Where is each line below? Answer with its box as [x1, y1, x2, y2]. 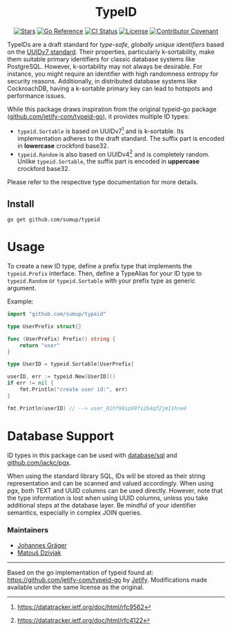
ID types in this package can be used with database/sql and [7, 451, 177, 459]
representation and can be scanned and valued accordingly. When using [7, 479, 214, 487]
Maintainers [7, 525, 49, 535]
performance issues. [7, 91, 66, 100]
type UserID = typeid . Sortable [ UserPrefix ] [7, 361, 135, 368]
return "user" [19, 342, 60, 349]
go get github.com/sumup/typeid [7, 217, 100, 223]
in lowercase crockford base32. [17, 141, 109, 150]
